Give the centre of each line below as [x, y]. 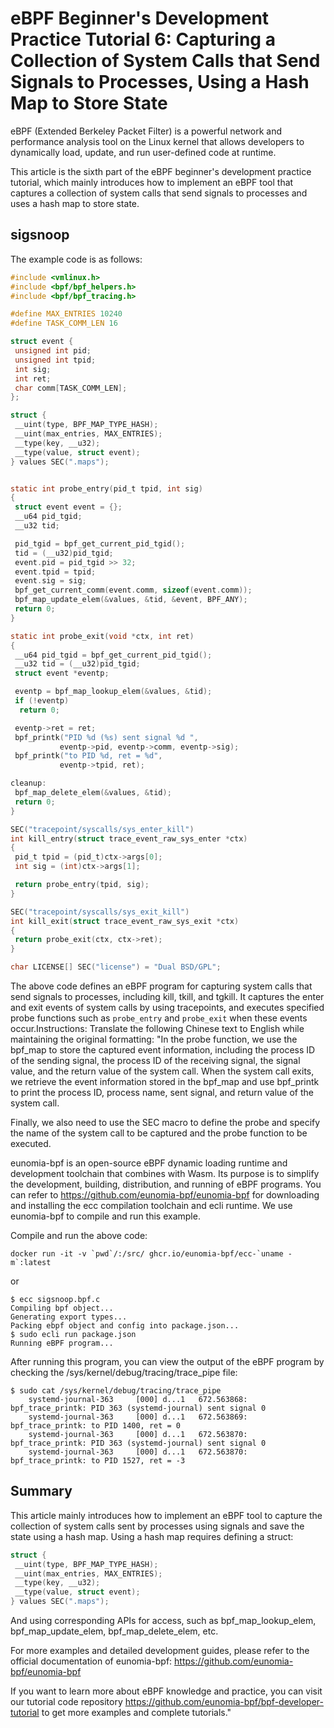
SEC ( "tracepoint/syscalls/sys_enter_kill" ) [102, 829]
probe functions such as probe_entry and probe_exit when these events [159, 1018]
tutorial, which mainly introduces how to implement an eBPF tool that [152, 182]
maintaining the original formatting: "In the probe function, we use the [154, 1039]
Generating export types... [69, 1317]
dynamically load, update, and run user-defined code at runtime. [143, 152]
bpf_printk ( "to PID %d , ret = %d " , [88, 756]
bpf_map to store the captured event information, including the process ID [163, 1050]
